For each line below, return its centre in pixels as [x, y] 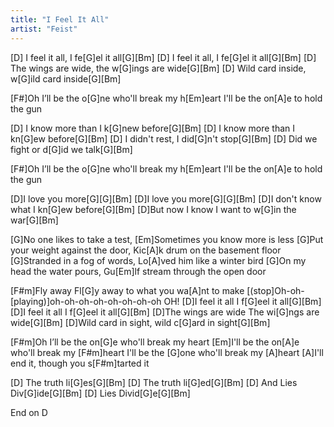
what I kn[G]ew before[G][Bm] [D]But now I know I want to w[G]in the [153, 209]
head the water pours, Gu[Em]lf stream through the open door [138, 271]
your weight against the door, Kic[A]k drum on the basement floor [146, 250]
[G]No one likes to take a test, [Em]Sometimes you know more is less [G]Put [167, 239]
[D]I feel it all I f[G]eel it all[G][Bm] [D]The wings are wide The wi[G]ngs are [165, 312]
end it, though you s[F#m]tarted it [80, 363]
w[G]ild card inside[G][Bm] [66, 78]
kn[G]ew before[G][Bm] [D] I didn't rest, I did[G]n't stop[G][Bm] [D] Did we [164, 138]
